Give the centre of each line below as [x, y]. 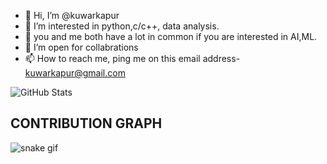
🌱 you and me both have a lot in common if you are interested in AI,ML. [171, 36]
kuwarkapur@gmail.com [75, 73]
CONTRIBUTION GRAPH [86, 123]
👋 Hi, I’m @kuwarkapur [72, 15]
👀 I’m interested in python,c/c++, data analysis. [122, 26]
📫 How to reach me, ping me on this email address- [132, 58]
